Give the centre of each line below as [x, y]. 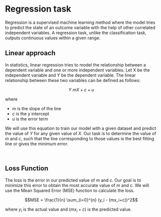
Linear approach [30, 53]
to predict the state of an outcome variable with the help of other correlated [80, 27]
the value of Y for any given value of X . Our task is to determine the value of [80, 133]
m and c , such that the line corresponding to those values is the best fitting [80, 138]
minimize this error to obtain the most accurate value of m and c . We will [77, 185]
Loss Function [27, 168]
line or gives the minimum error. [37, 144]
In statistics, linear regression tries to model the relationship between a [75, 65]
